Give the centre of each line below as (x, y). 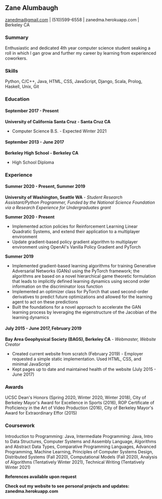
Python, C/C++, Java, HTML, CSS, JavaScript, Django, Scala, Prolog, (74, 82)
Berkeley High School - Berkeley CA (42, 153)
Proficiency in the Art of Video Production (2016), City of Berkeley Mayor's (79, 408)
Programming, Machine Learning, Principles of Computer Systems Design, (79, 451)
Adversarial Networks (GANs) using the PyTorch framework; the (76, 271)
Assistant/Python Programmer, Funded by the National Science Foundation (80, 202)
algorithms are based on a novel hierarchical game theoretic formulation (84, 276)
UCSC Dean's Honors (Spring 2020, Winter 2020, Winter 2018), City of (76, 398)
